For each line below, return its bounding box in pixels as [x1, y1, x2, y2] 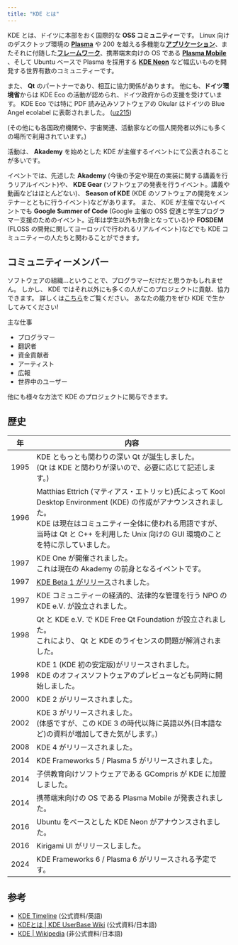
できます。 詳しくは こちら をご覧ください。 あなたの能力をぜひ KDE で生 [7, 294, 219, 303]
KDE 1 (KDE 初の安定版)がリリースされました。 [36, 660, 194, 670]
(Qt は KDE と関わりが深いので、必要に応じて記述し [36, 463, 209, 472]
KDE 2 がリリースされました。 [36, 694, 137, 704]
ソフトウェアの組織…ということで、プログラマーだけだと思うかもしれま [7, 276, 217, 285]
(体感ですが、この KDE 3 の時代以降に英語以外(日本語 [36, 718, 215, 728]
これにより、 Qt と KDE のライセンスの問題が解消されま [36, 636, 222, 646]
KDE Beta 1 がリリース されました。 [36, 577, 154, 587]
